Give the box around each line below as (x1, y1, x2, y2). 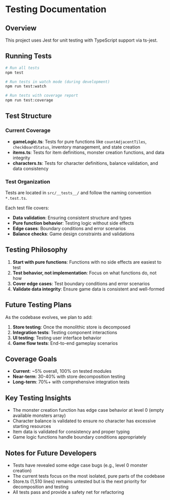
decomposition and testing (12, 484, 69, 490)
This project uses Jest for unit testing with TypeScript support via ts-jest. (5, 37, 158, 43)
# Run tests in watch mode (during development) (5, 79, 110, 84)
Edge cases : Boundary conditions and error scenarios (12, 226, 126, 232)
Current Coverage (5, 127, 51, 134)
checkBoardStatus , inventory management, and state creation (12, 144, 141, 150)
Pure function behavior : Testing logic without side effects (12, 220, 134, 226)
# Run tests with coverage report (5, 93, 79, 98)
